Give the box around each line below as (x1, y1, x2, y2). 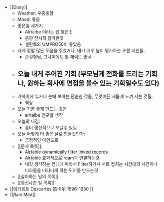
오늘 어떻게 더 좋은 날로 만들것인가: (17, 131, 86, 137)
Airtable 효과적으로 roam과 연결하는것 (24, 155, 100, 161)
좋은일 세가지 (17, 22, 43, 28)
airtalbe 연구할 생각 (24, 112, 63, 118)
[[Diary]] (9, 4, 27, 10)
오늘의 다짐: (17, 118, 40, 124)
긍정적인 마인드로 (24, 137, 59, 143)
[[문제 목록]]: (17, 143, 43, 149)
